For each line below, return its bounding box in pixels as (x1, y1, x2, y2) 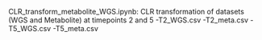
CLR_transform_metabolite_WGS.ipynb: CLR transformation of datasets (8, 7, 244, 16)
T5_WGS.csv (8, 24, 52, 33)
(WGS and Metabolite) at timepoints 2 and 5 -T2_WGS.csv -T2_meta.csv (8, 15, 248, 25)
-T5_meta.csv (52, 24, 99, 33)
